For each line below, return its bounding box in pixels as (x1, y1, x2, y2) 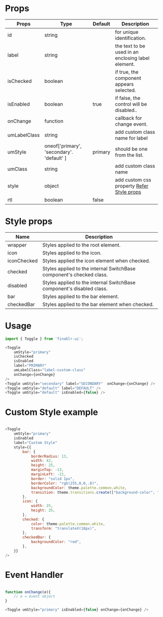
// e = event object (14, 594, 55, 599)
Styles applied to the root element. (42, 241, 121, 248)
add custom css (114, 176, 151, 183)
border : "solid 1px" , (31, 476, 75, 481)
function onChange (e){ (5, 589, 51, 594)
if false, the (114, 95, 141, 101)
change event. (114, 121, 148, 127)
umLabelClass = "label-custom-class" (14, 368, 86, 373)
